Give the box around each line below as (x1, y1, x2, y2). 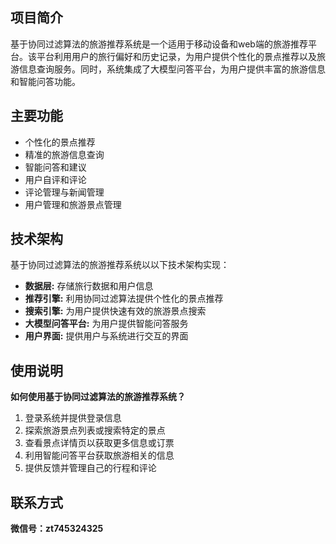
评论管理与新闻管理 (24, 186, 105, 198)
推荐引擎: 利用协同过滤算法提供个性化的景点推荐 (24, 293, 224, 305)
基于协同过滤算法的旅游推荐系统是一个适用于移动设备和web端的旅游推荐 (10, 38, 308, 50)
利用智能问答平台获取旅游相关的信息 (24, 449, 175, 462)
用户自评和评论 (24, 173, 87, 185)
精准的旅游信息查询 (24, 148, 105, 160)
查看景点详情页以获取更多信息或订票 (24, 437, 175, 449)
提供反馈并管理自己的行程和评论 (24, 462, 157, 474)
